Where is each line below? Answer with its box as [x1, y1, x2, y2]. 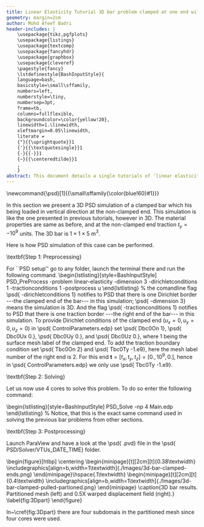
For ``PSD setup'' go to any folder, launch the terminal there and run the [6, 265, 185, 273]
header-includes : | [6, 26, 56, 32]
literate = [17, 133, 45, 140]
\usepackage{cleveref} [17, 60, 75, 66]
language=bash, [17, 77, 56, 83]
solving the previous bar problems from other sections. [6, 416, 144, 423]
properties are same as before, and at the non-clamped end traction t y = [6, 221, 188, 229]
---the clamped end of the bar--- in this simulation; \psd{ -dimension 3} [6, 298, 186, 305]
